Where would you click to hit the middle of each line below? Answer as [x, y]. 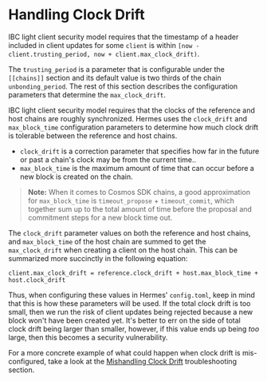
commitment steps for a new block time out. [100, 217]
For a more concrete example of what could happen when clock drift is [124, 352]
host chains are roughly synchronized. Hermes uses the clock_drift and [128, 118]
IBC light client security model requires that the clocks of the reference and [132, 110]
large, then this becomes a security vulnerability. [88, 337]
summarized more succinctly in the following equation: [98, 258]
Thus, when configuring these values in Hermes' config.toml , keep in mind [132, 295]
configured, [27, 361]
